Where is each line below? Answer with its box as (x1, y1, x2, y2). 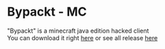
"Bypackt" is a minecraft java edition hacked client (7, 27, 149, 35)
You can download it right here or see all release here (7, 33, 158, 42)
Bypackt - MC (7, 4, 87, 20)
